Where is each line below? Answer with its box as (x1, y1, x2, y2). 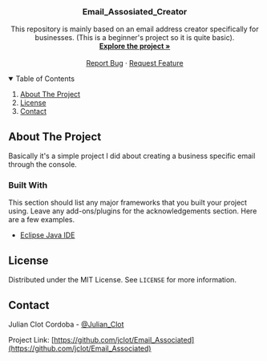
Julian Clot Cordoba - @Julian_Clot (8, 319, 124, 330)
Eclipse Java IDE (19, 230, 75, 240)
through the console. (8, 160, 78, 169)
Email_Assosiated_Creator (82, 6, 188, 17)
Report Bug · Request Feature (86, 59, 184, 68)
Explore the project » (99, 42, 171, 51)
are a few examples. (8, 215, 75, 225)
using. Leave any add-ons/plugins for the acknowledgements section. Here (8, 206, 257, 216)
